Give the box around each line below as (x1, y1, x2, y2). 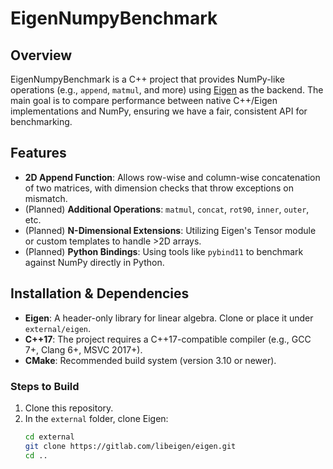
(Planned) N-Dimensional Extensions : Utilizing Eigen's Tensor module (24, 224, 317, 236)
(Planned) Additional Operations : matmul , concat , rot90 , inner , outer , (24, 203, 310, 215)
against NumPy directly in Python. (24, 256, 165, 268)
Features (10, 145, 67, 162)
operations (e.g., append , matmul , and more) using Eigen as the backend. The (10, 84, 324, 96)
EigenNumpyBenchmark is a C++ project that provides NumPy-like (10, 73, 285, 85)
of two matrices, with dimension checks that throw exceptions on (24, 182, 294, 194)
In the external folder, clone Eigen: (24, 412, 169, 424)
